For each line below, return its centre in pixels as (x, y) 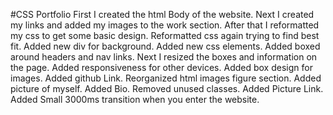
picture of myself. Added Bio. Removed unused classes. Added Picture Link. (167, 88)
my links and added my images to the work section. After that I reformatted (165, 25)
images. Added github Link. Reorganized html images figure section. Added (166, 78)
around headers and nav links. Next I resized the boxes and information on (164, 57)
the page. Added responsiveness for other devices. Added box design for (161, 67)
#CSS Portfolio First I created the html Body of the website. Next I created (162, 14)
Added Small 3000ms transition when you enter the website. (135, 99)
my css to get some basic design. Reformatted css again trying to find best (165, 35)
